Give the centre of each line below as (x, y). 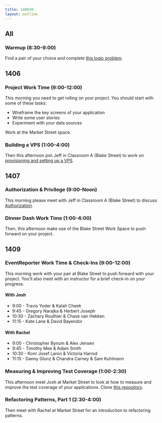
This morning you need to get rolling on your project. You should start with (79, 98)
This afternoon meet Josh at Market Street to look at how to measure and (78, 382)
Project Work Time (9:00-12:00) (44, 87)
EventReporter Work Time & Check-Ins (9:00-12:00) (68, 263)
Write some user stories (36, 118)
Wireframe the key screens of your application (58, 112)
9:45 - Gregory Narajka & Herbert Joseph (54, 311)
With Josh (16, 295)
